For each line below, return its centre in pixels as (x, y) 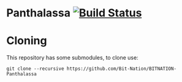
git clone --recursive (35, 69)
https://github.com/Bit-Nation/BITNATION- (121, 69)
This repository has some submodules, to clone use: (73, 58)
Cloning (27, 41)
